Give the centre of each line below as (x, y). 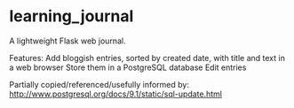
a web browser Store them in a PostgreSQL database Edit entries (128, 67)
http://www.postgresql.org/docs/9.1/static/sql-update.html (115, 94)
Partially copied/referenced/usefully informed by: (99, 84)
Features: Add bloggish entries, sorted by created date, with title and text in (147, 58)
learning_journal (72, 16)
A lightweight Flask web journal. (68, 41)
